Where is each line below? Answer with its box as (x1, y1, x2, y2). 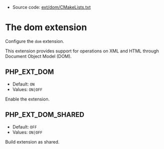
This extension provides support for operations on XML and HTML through (5, 47, 159, 54)
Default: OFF (12, 123, 37, 129)
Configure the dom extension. (5, 38, 64, 44)
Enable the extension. (5, 96, 50, 102)
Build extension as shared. (5, 138, 60, 144)
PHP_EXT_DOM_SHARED (5, 110, 84, 119)
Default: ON (12, 81, 35, 87)
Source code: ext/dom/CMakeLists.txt (12, 4, 91, 10)
